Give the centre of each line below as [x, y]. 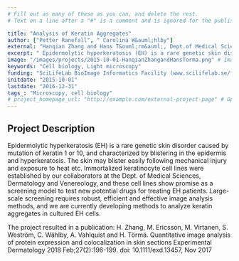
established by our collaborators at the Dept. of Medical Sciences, [104, 176]
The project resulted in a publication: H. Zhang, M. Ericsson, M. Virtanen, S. [118, 227]
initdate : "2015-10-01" [43, 80]
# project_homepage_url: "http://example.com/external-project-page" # [116, 100]
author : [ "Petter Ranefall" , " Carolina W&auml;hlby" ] [90, 40]
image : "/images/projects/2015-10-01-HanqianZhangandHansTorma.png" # [114, 60]
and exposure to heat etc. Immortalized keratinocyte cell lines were [106, 168]
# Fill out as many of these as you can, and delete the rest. [103, 14]
